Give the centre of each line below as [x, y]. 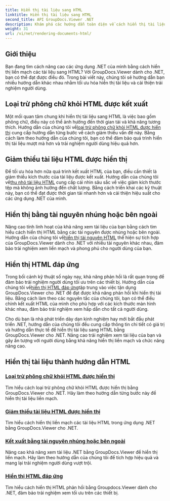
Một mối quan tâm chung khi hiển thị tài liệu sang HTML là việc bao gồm [80, 116]
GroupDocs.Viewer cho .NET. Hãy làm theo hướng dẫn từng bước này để [81, 393]
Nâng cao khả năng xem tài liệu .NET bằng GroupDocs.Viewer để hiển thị [81, 452]
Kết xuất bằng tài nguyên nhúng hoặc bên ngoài [65, 441]
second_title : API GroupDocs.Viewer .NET [50, 19]
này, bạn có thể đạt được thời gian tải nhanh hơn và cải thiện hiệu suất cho [83, 193]
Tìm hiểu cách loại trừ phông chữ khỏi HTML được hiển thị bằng [72, 388]
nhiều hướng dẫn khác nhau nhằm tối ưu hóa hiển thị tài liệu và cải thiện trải [84, 82]
